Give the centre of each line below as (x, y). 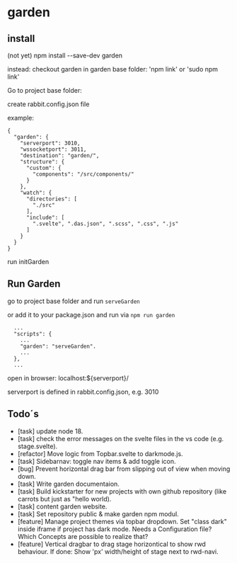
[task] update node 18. (50, 431)
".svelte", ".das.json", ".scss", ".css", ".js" (106, 224)
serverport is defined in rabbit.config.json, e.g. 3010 (83, 392)
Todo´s (23, 414)
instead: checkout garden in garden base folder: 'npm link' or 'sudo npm (112, 69)
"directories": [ (52, 199)
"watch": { (36, 193)
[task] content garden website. (62, 506)
